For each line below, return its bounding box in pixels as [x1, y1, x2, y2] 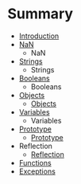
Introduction [18, 31, 60, 41]
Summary [7, 5, 73, 23]
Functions [18, 158, 52, 167]
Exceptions [18, 166, 56, 176]
